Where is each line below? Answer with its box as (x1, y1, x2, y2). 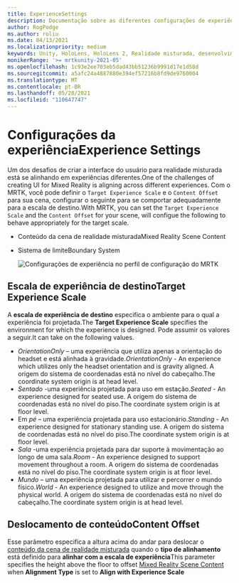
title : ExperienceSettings (7, 10, 87, 18)
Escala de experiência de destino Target (7, 280, 186, 292)
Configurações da (7, 127, 116, 143)
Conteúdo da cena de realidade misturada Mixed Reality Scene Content (17, 232, 226, 240)
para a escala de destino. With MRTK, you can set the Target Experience (7, 203, 219, 212)
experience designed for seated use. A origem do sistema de (17, 392, 197, 400)
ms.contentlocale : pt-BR (7, 83, 81, 90)
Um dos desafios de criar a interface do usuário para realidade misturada (7, 165, 223, 174)
